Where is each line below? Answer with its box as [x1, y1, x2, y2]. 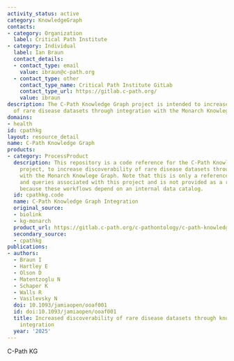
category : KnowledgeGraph [7, 17, 82, 24]
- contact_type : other [13, 75, 79, 82]
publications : [7, 243, 49, 251]
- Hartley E [13, 263, 49, 270]
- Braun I [13, 256, 42, 263]
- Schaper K [13, 282, 49, 289]
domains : [7, 114, 33, 121]
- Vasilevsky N [13, 295, 58, 302]
